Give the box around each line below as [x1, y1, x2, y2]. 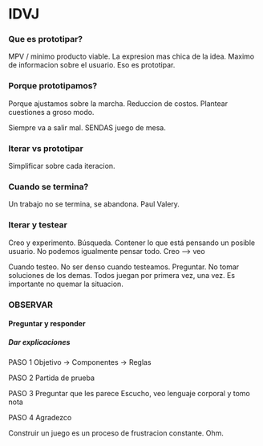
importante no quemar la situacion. [8, 279, 124, 288]
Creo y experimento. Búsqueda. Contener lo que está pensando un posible [8, 238, 255, 248]
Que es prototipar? [8, 34, 83, 45]
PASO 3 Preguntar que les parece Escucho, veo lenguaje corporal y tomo [8, 389, 250, 399]
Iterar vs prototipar [8, 142, 84, 153]
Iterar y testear [8, 219, 68, 231]
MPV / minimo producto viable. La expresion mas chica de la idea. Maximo [8, 51, 255, 61]
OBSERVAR [8, 299, 54, 310]
